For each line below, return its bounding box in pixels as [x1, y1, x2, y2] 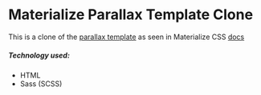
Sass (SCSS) [19, 78, 63, 89]
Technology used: [8, 50, 71, 60]
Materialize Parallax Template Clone [8, 6, 254, 24]
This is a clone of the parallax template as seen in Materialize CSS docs [8, 32, 245, 42]
